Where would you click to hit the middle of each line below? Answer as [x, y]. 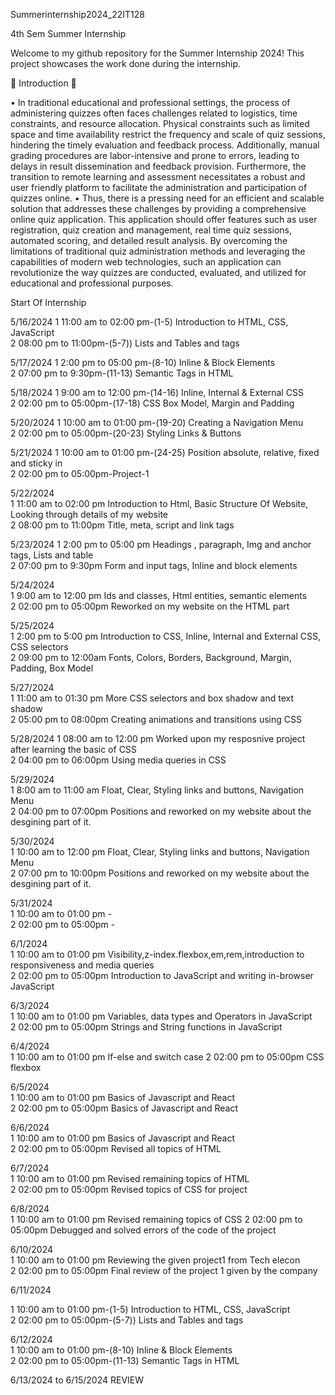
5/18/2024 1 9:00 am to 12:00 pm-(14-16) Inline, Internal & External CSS [157, 392]
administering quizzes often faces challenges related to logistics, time [154, 113]
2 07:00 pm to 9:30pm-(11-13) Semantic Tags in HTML [122, 373]
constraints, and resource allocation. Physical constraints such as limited [160, 123]
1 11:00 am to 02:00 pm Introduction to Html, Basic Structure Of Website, [159, 503]
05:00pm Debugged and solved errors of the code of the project [143, 1230]
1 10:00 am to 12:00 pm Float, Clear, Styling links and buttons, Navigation [160, 852]
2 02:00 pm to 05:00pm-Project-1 [80, 473]
